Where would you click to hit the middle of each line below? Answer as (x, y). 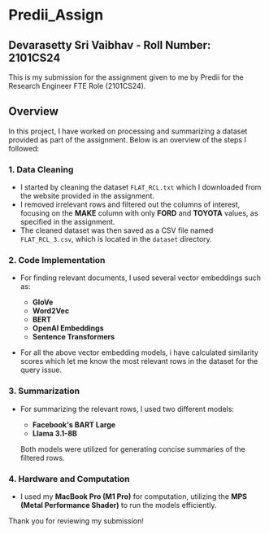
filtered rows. (42, 457)
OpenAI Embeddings (68, 328)
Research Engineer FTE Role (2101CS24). (77, 86)
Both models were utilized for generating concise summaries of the (132, 449)
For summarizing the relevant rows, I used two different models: (127, 409)
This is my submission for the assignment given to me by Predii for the (126, 77)
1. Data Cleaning (41, 169)
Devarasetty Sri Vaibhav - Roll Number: (110, 45)
